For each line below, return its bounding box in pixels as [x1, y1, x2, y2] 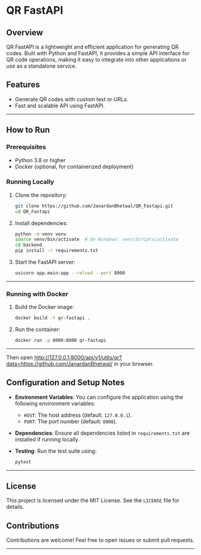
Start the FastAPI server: [14, 259, 76, 266]
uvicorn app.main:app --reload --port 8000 [14, 270, 126, 276]
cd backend [14, 242, 42, 248]
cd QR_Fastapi [14, 208, 50, 214]
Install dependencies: [14, 219, 68, 226]
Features [6, 80, 40, 90]
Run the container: [14, 326, 61, 333]
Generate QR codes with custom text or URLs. [14, 95, 129, 102]
